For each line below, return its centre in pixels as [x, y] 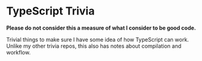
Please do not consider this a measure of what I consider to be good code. [101, 28]
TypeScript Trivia [50, 11]
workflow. [18, 52]
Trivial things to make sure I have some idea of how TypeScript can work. [98, 39]
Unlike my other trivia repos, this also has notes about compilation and [94, 46]
